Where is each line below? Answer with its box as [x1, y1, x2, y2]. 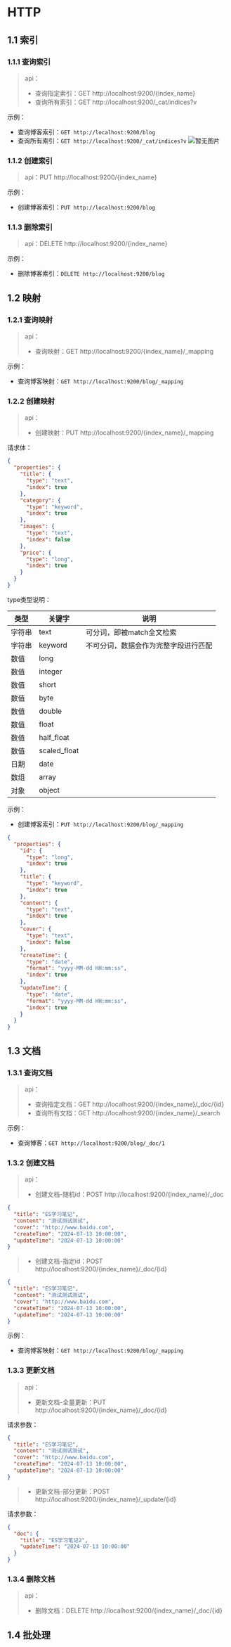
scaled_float [39, 745, 79, 755]
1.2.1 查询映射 [7, 314, 53, 324]
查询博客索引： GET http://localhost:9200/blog [17, 127, 156, 136]
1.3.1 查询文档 [7, 1068, 53, 1077]
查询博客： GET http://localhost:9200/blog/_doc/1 [17, 1139, 165, 1147]
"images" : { [20, 523, 55, 530]
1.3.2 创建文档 [7, 1158, 55, 1167]
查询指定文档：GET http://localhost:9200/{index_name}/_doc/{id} [34, 1100, 225, 1108]
